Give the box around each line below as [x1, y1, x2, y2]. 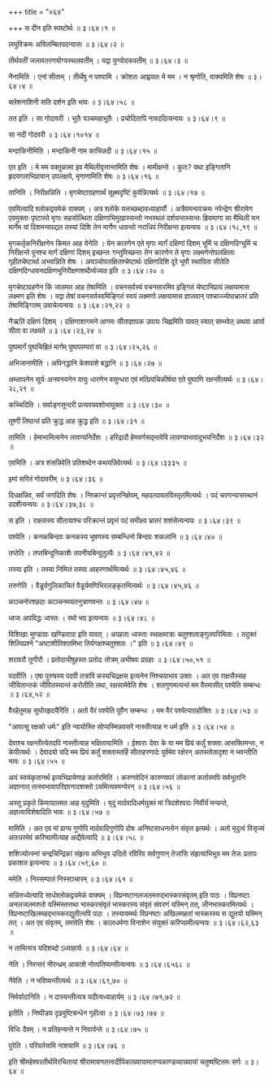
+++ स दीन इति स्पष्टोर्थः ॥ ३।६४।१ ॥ [8, 24, 115, 32]
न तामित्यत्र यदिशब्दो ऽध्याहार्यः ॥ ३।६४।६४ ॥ [8, 943, 128, 953]
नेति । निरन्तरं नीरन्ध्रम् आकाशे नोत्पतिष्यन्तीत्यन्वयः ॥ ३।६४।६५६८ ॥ [8, 960, 190, 969]
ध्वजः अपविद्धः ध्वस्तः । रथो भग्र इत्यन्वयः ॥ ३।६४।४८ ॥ [8, 613, 155, 622]
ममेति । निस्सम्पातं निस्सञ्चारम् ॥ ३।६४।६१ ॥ [8, 874, 133, 884]
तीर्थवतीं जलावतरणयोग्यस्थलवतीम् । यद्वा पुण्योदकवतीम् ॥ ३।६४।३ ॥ [8, 56, 188, 65]
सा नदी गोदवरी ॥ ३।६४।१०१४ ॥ [8, 130, 100, 139]
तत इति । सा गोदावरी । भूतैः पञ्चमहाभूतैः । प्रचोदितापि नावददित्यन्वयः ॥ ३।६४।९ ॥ [8, 114, 226, 123]
